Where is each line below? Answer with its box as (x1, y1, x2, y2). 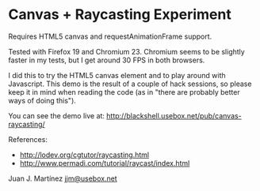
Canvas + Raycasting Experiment (8, 6, 231, 24)
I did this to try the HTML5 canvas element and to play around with (8, 70, 226, 80)
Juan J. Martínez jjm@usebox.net (8, 174, 117, 183)
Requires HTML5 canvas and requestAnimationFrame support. (8, 32, 212, 41)
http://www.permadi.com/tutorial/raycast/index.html (19, 158, 190, 167)
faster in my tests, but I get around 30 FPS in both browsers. (8, 55, 205, 65)
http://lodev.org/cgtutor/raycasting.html (19, 150, 149, 159)
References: (8, 134, 48, 144)
